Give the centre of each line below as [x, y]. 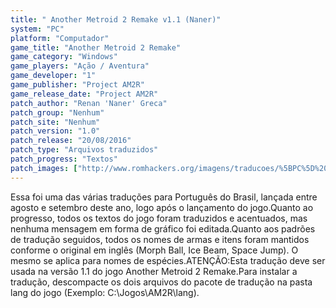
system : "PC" [37, 29]
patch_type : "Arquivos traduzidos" [84, 150]
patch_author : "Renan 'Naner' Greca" [89, 103]
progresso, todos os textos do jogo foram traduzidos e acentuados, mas [159, 218]
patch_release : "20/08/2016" [71, 141]
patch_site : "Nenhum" [55, 122]
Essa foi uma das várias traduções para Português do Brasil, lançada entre [164, 197]
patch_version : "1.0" [55, 131]
